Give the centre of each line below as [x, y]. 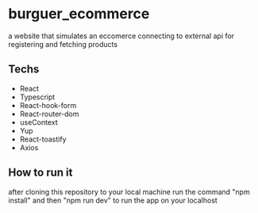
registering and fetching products [63, 44]
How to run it [40, 173]
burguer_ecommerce [79, 14]
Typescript [37, 97]
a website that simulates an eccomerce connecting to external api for [121, 36]
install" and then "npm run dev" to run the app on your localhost [113, 200]
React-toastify [43, 139]
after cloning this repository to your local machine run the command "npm [129, 192]
